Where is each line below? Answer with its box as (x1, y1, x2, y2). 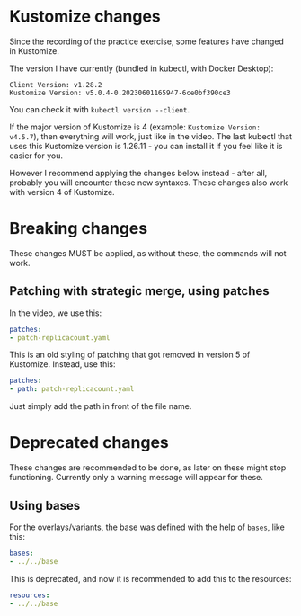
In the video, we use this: (9, 308, 102, 318)
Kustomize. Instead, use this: (9, 359, 116, 370)
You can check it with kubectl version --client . (9, 103, 190, 114)
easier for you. (9, 150, 63, 161)
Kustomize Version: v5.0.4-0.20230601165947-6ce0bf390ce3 (9, 88, 231, 97)
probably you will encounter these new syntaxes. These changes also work (9, 177, 288, 188)
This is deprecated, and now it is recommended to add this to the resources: (9, 573, 292, 584)
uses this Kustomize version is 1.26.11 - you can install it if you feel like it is (9, 140, 283, 151)
